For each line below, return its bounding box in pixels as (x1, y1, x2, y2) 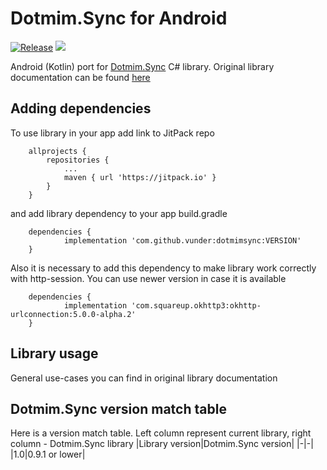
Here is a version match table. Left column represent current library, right (10, 427, 312, 439)
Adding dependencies (10, 100, 152, 117)
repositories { (46, 155, 110, 165)
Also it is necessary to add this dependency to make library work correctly (10, 262, 317, 274)
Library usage (10, 345, 99, 362)
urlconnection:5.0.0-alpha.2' (10, 309, 137, 319)
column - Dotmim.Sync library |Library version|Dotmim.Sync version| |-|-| (10, 438, 314, 450)
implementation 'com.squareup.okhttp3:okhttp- (63, 300, 262, 311)
